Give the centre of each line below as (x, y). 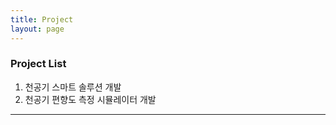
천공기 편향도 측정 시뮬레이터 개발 (90, 99)
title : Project (42, 19)
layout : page (37, 29)
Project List (38, 64)
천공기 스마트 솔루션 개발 (73, 87)
